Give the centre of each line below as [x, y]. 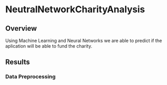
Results [18, 62]
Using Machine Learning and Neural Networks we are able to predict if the [84, 40]
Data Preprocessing [30, 77]
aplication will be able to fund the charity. [49, 46]
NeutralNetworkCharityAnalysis [75, 9]
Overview [21, 28]
